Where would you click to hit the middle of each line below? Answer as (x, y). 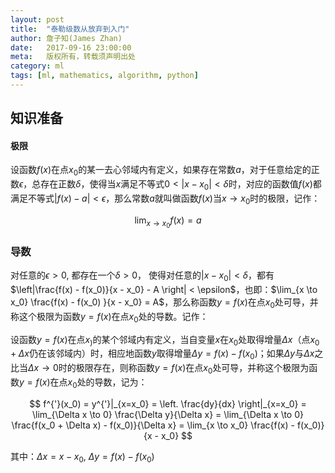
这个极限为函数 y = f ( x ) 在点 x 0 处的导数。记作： (113, 317)
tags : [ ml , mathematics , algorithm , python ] (104, 76)
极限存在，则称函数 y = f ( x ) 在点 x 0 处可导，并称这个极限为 (192, 369)
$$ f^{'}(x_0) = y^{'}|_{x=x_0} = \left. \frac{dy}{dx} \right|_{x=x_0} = (168, 403)
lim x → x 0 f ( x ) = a (168, 222)
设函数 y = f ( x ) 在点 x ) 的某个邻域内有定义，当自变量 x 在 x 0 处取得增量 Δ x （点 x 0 (165, 340)
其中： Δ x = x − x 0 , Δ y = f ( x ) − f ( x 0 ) (82, 457)
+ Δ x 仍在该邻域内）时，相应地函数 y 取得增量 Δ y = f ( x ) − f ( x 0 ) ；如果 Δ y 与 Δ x (162, 354)
